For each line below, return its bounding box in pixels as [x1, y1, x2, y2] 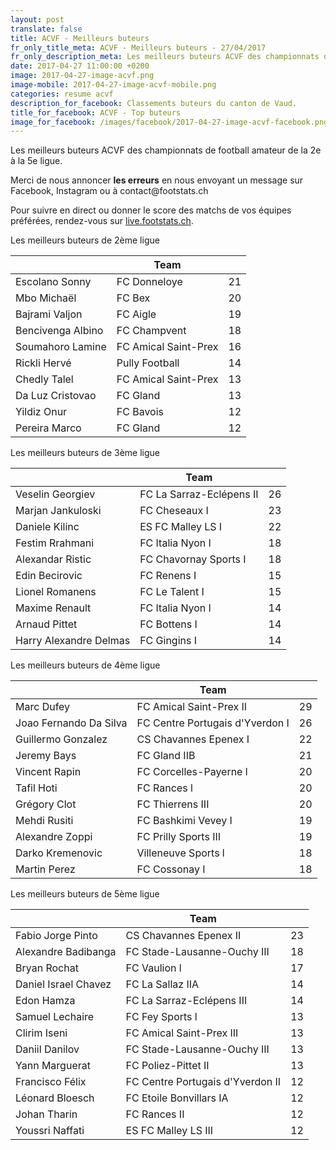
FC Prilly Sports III [136, 830, 222, 844]
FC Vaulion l [125, 961, 182, 975]
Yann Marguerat [15, 1059, 91, 1073]
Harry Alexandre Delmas [15, 634, 131, 648]
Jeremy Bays [15, 749, 77, 763]
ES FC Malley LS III [125, 1124, 214, 1138]
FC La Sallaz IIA [125, 977, 200, 991]
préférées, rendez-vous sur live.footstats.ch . [10, 215, 194, 227]
